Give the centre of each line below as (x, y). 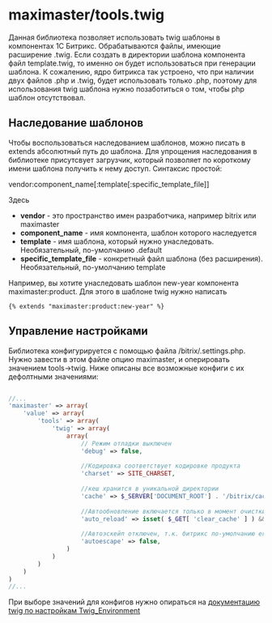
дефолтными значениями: (53, 376)
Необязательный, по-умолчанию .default (91, 250)
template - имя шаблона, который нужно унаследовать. (117, 241)
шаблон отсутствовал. (47, 97)
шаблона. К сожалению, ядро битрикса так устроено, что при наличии (131, 71)
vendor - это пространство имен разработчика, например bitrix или (138, 215)
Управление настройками (78, 331)
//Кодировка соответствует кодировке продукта (161, 466)
